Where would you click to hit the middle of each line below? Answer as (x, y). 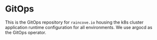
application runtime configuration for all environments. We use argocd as (79, 27)
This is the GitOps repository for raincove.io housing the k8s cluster (74, 22)
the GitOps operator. (26, 32)
